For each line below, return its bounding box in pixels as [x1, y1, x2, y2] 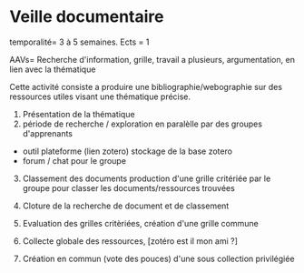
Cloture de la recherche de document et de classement [22, 200, 230, 211]
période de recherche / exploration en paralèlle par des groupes [22, 118, 263, 129]
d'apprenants [22, 127, 74, 138]
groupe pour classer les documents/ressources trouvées [22, 182, 236, 193]
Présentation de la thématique [22, 108, 135, 119]
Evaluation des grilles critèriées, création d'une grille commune [22, 217, 259, 228]
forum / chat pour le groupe [22, 155, 127, 166]
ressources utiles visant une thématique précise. [9, 91, 191, 102]
